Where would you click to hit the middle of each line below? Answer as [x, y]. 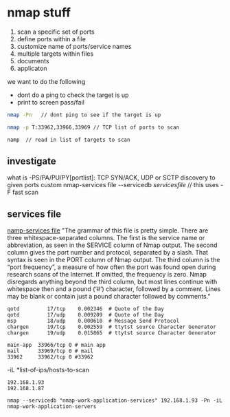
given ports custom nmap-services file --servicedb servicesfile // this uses [113, 185]
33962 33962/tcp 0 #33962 [50, 357]
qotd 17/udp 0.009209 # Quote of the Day [86, 315]
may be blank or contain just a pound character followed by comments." [109, 297]
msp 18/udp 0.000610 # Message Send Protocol [93, 321]
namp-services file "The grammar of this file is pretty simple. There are [108, 231]
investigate [32, 161]
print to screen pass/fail [50, 102]
